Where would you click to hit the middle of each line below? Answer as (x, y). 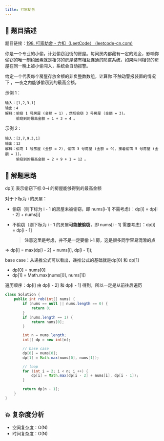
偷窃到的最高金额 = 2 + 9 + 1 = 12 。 (52, 160)
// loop (30, 367)
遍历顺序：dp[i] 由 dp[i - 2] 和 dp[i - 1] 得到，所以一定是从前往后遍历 (74, 285)
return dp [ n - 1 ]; (41, 389)
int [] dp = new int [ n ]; (47, 340)
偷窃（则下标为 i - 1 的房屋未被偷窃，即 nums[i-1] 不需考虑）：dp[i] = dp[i (85, 209)
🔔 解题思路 (21, 175)
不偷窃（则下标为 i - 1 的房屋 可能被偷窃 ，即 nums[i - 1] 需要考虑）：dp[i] (84, 225)
